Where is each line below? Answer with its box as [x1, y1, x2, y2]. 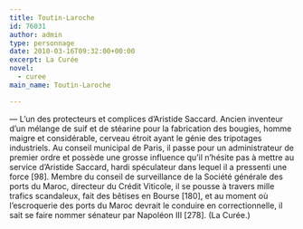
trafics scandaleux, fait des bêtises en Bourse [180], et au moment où [9, 190, 269, 201]
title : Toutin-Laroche [9, 13, 95, 23]
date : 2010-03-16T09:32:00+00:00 [9, 47, 136, 56]
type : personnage [9, 38, 75, 48]
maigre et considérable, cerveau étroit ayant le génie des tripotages [9, 132, 262, 143]
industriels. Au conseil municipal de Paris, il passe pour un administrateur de [9, 142, 294, 153]
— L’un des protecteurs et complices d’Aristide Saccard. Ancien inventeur [9, 113, 283, 124]
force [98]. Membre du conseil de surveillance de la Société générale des [9, 171, 283, 182]
